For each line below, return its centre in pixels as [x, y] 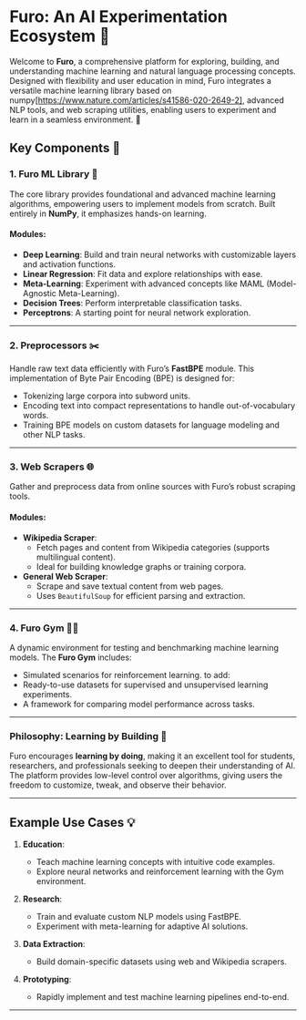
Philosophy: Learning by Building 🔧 [88, 736]
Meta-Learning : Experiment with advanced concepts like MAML [143, 283]
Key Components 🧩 [65, 148]
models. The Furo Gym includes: [71, 657]
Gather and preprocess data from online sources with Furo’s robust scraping [153, 487]
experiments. [47, 694]
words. [36, 416]
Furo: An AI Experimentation [118, 17]
